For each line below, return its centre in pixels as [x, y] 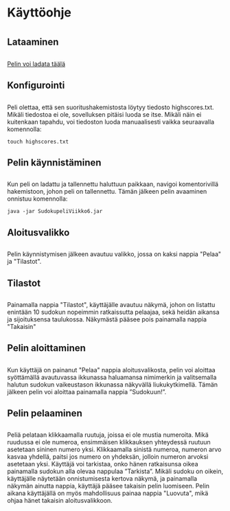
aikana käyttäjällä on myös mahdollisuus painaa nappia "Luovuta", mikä [108, 493]
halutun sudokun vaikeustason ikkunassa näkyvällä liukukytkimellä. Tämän [113, 384]
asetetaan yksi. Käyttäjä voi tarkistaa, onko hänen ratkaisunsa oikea [103, 464]
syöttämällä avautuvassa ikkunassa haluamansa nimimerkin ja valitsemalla [112, 377]
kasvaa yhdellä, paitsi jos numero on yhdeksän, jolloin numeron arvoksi [108, 457]
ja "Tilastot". [24, 262]
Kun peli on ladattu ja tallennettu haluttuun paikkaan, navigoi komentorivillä [113, 184]
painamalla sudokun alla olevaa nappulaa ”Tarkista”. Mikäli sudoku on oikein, [115, 471]
